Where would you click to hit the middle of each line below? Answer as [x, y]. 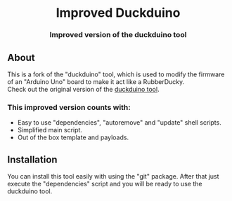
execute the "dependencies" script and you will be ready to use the [105, 184]
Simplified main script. [50, 130]
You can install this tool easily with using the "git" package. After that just [113, 176]
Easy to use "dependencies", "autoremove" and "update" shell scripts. [119, 123]
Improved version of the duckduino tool [118, 35]
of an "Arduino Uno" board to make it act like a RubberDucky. [96, 81]
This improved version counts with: [69, 107]
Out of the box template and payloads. [73, 137]
